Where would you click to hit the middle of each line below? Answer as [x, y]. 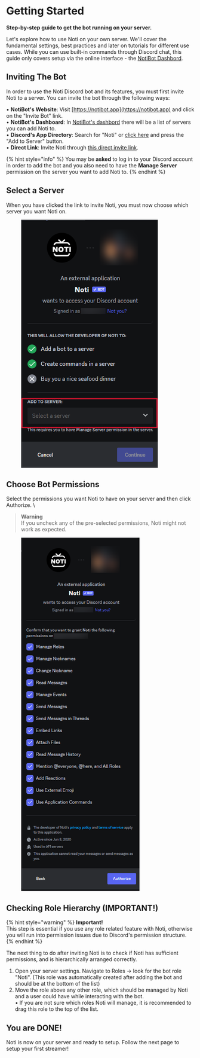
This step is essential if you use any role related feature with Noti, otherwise [99, 929]
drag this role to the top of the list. [56, 1009]
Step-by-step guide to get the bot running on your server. [79, 27]
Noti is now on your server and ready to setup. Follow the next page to [93, 1042]
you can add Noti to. [31, 128]
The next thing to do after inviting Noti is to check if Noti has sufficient [93, 953]
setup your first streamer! [38, 1048]
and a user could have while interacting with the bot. [79, 996]
